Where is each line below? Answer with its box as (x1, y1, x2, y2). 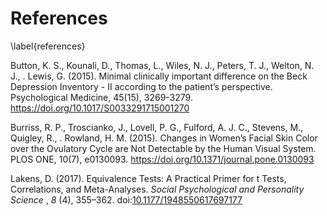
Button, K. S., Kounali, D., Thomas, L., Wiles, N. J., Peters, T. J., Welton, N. (10, 59, 315, 71)
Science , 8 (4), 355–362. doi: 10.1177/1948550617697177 (10, 193, 243, 206)
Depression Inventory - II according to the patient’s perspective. (10, 80, 273, 92)
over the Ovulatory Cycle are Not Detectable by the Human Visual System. (10, 142, 317, 154)
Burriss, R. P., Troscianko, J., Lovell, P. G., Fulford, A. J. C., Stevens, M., (10, 121, 304, 133)
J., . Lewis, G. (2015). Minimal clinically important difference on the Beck (10, 70, 308, 82)
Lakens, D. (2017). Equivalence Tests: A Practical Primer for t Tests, (10, 172, 287, 184)
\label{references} (10, 40, 86, 52)
